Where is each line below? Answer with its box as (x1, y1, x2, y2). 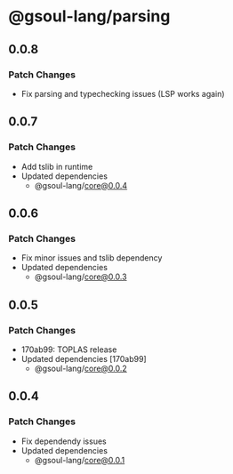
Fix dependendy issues (20, 436, 108, 446)
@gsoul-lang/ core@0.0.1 (34, 454, 125, 465)
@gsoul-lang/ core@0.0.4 (34, 180, 128, 190)
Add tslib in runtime (20, 161, 93, 172)
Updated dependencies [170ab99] (20, 353, 148, 364)
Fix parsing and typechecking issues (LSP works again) (20, 88, 225, 99)
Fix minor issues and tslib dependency (20, 253, 163, 263)
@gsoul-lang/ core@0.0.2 (34, 363, 128, 374)
